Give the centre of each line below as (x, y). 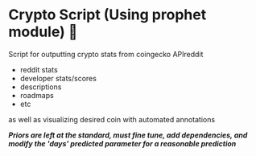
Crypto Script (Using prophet (107, 15)
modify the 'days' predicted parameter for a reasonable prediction (122, 143)
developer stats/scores (58, 78)
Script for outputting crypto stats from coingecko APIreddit (106, 54)
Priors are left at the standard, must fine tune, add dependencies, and (128, 135)
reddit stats (39, 69)
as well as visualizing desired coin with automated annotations (112, 119)
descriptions (41, 87)
